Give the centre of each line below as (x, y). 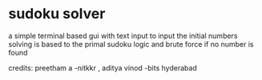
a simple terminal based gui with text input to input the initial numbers (123, 36)
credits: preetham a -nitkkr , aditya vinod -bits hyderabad (103, 67)
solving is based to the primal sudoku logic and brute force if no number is (131, 44)
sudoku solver (57, 14)
